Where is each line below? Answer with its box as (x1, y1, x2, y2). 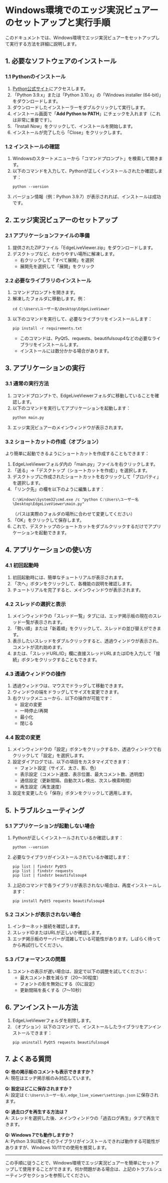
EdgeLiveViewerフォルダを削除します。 (12, 1017, 94, 1023)
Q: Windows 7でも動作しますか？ (5, 1132, 74, 1138)
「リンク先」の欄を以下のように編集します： (12, 486, 105, 492)
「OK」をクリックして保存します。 (12, 517, 84, 523)
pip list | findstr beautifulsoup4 (12, 873, 87, 878)
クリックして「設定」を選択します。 (12, 752, 86, 758)
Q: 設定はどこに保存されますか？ (5, 1086, 72, 1092)
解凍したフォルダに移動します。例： (12, 295, 87, 301)
